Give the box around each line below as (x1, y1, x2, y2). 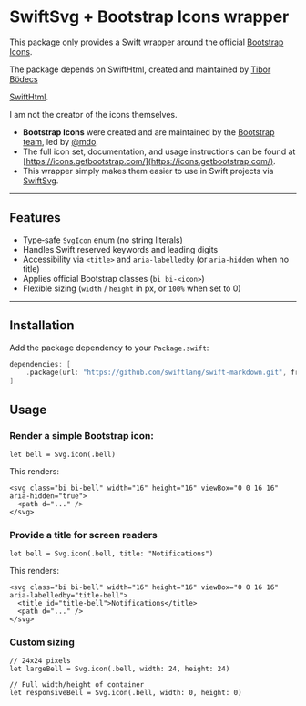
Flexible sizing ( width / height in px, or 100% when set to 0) (22, 283, 241, 294)
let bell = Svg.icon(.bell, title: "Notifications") (9, 549, 214, 558)
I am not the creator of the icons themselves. (9, 109, 178, 119)
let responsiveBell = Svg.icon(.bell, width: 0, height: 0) (9, 689, 243, 698)
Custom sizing (9, 636, 76, 649)
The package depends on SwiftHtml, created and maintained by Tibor (9, 64, 271, 75)
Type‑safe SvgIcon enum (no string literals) (22, 234, 184, 245)
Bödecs (9, 73, 38, 84)
